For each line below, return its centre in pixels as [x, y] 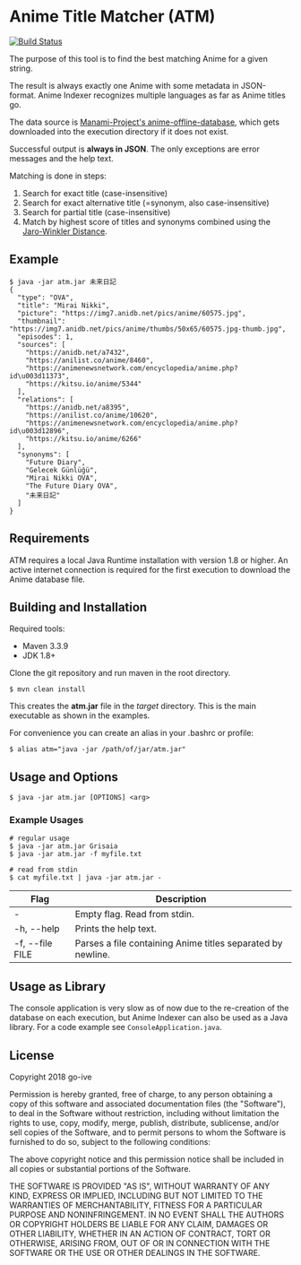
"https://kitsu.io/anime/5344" [84, 384]
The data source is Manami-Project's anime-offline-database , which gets [145, 122]
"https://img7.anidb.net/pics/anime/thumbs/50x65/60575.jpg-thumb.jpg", [148, 329]
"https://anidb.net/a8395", [77, 407]
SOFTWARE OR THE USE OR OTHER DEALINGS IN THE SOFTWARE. [135, 1253]
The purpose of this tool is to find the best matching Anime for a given [139, 58]
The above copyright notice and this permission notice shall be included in [146, 1159]
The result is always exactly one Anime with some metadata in [124, 85]
